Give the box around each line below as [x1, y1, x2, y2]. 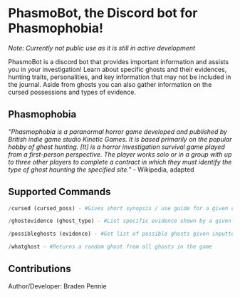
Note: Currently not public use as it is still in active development [8, 43, 195, 52]
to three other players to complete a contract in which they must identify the [8, 157, 232, 166]
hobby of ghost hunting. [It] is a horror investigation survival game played [8, 142, 225, 151]
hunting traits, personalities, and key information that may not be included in [8, 73, 231, 81]
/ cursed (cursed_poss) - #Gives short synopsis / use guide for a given [8, 204, 229, 212]
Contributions [8, 263, 71, 275]
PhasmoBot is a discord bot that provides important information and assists [8, 57, 229, 66]
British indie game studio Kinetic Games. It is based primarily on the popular [8, 135, 232, 143]
